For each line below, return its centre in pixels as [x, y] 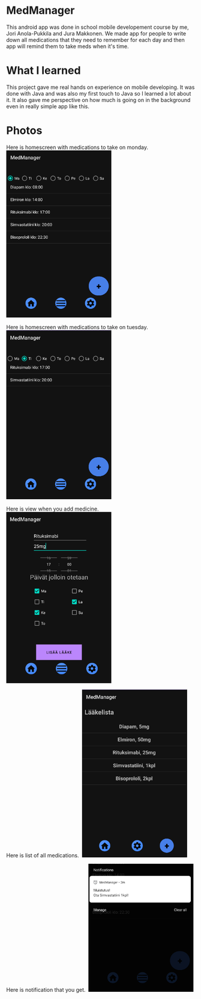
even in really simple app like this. [48, 106]
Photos [24, 131]
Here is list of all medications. [43, 855]
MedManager [40, 11]
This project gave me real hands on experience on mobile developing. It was [100, 87]
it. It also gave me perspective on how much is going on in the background [98, 100]
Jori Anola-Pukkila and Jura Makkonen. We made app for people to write [96, 33]
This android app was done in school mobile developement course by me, [97, 27]
